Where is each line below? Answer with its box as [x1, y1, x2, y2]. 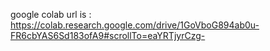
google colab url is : [10, 9, 92, 20]
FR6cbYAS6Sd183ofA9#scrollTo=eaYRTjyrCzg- [10, 30, 206, 41]
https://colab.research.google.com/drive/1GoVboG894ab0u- [10, 19, 260, 31]
